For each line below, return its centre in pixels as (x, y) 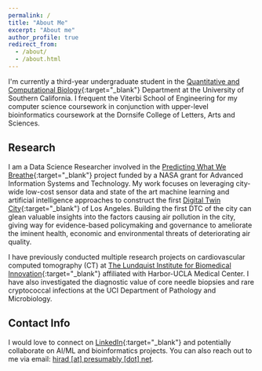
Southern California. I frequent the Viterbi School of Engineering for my (123, 98)
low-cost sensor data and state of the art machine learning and (127, 191)
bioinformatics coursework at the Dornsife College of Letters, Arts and (122, 115)
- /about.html (38, 60)
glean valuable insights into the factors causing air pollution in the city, (122, 216)
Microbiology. (30, 298)
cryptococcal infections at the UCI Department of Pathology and (112, 290)
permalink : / (29, 15)
